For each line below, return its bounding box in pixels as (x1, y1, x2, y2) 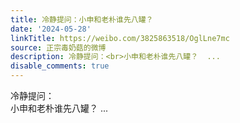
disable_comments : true (10, 61, 110, 71)
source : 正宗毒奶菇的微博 (10, 42, 107, 53)
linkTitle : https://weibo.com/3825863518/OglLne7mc (10, 33, 230, 43)
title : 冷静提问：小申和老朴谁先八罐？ (10, 14, 154, 25)
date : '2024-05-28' (10, 24, 92, 34)
